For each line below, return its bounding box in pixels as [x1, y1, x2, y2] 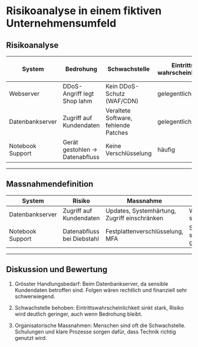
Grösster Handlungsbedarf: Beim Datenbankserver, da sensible [14, 280, 169, 287]
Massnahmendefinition [6, 179, 94, 189]
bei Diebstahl [62, 234, 99, 243]
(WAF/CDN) [105, 97, 138, 105]
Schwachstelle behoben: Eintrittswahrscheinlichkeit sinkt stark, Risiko [14, 304, 184, 311]
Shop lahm [62, 97, 93, 105]
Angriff [62, 90, 82, 98]
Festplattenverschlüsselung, [105, 227, 184, 235]
